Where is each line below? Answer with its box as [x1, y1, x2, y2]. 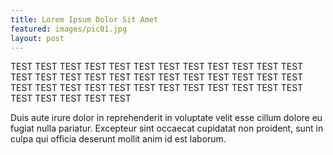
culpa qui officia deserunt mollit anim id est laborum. [10, 133, 227, 145]
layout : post [10, 33, 65, 43]
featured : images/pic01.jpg [10, 24, 128, 34]
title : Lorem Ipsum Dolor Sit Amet [10, 14, 159, 25]
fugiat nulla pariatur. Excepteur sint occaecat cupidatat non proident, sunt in [10, 122, 324, 135]
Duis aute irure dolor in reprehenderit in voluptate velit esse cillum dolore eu [10, 112, 323, 124]
